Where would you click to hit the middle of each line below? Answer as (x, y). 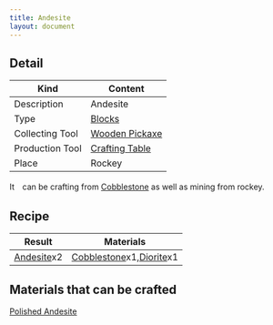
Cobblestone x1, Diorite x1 (125, 258)
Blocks (105, 119)
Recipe (30, 216)
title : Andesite (40, 18)
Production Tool (48, 148)
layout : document (42, 26)
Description (39, 104)
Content (126, 89)
